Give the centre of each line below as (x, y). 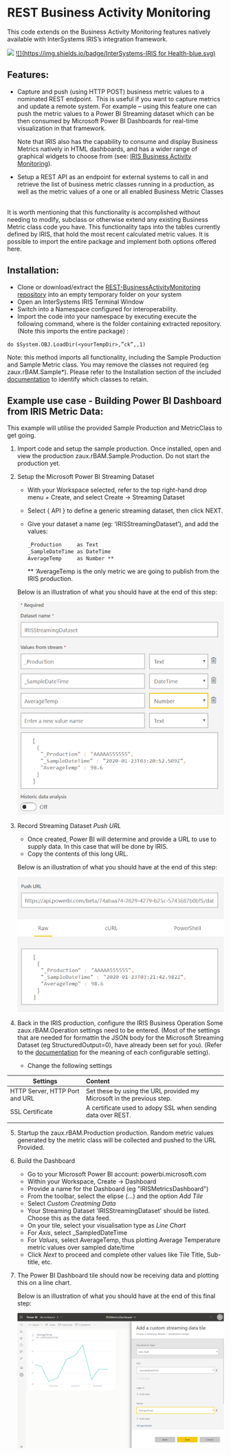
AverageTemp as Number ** (71, 559)
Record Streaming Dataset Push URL (69, 825)
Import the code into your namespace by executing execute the (107, 316)
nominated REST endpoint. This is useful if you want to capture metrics (119, 99)
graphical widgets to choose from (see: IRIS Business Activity (104, 156)
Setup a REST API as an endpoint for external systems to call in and (112, 176)
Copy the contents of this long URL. (78, 854)
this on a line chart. (44, 1282)
